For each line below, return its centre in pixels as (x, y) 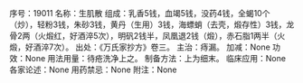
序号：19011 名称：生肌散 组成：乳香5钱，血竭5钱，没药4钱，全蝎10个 (140, 13)
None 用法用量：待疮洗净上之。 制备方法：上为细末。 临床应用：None (156, 58)
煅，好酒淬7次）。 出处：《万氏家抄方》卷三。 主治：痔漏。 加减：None (140, 47)
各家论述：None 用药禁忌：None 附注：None (94, 69)
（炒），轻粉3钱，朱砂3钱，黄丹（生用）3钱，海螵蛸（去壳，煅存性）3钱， (148, 24)
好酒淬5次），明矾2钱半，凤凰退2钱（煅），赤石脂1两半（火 (177, 36)
